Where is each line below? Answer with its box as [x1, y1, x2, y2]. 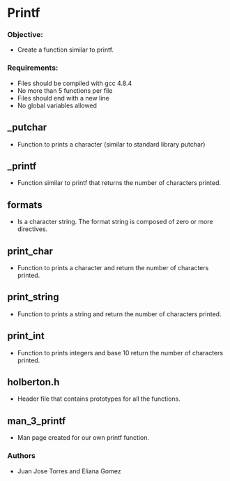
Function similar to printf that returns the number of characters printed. [17, 179, 222, 187]
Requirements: [7, 63, 59, 73]
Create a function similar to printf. [17, 45, 114, 54]
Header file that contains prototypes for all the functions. [17, 394, 181, 403]
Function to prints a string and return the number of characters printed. [17, 309, 222, 318]
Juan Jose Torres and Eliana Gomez [17, 466, 121, 475]
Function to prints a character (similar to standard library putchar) [17, 140, 206, 148]
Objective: [7, 30, 43, 40]
